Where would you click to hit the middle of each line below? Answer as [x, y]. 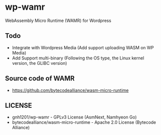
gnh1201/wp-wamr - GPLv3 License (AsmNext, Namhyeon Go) [74, 117]
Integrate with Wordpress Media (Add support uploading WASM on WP [83, 47]
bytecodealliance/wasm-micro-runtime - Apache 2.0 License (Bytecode [84, 122]
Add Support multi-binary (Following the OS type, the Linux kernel [78, 58]
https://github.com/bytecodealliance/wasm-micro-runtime [70, 90]
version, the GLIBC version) [40, 63]
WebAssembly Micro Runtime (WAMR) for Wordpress [58, 20]
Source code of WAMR [40, 79]
